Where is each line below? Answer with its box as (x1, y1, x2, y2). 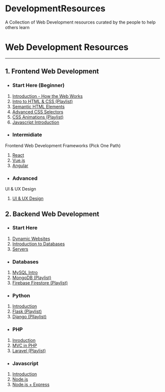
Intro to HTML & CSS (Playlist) (12, 98, 73, 104)
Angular (12, 163, 28, 168)
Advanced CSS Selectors (12, 109, 64, 114)
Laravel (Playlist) (12, 347, 46, 354)
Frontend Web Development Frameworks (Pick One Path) (5, 142, 121, 148)
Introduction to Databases (12, 241, 65, 247)
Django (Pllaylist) (12, 314, 47, 320)
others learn (5, 24, 30, 30)
